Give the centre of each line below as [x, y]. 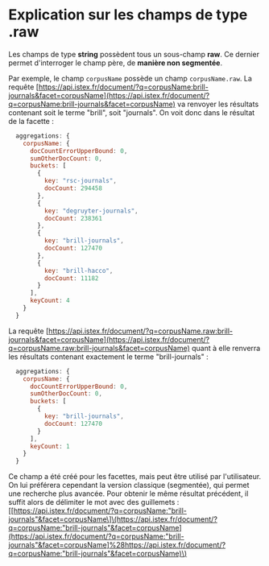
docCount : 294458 [73, 188]
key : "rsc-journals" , [80, 181]
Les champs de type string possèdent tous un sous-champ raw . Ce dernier [134, 54]
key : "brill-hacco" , [79, 271]
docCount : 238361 [73, 218]
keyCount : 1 [50, 446]
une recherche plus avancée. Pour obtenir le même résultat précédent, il [128, 494]
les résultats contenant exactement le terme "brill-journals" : [109, 357]
